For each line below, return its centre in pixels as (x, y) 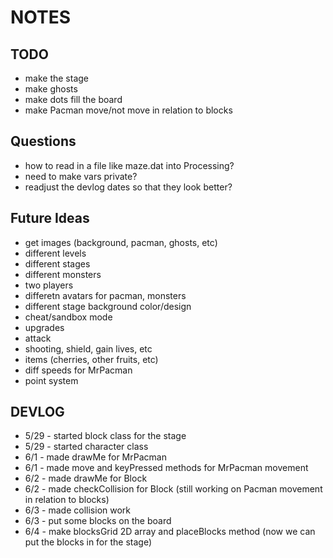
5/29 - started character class (86, 447)
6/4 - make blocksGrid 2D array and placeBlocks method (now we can (170, 532)
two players (49, 285)
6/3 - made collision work (78, 510)
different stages (57, 263)
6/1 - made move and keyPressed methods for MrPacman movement (166, 468)
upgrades (44, 327)
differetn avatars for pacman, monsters (105, 295)
